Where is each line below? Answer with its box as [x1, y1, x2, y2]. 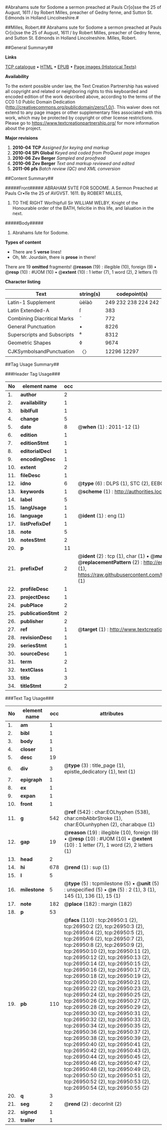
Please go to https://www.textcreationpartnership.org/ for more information [5, 120, 160, 126]
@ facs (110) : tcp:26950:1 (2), [64, 917, 138, 923]
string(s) [79, 291, 101, 297]
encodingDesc [20, 456, 56, 463]
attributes [99, 710, 124, 717]
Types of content [5, 240, 41, 245]
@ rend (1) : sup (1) [64, 864, 110, 871]
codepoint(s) [116, 291, 148, 297]
